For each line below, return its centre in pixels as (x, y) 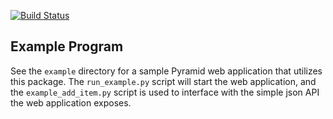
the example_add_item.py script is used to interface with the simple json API (165, 92)
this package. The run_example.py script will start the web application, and (163, 81)
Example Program (67, 46)
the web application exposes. (71, 102)
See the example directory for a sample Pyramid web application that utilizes (166, 71)
